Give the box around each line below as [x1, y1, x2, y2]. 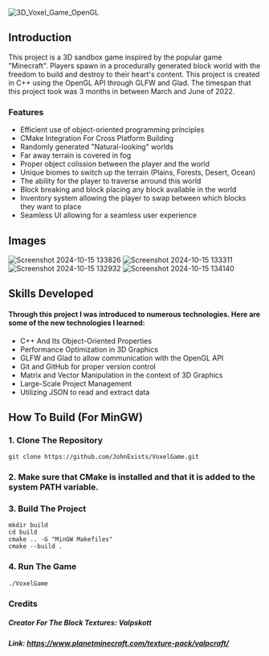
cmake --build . [8, 543, 63, 551]
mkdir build [8, 522, 48, 530]
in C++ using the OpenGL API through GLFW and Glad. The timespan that [8, 77, 251, 88]
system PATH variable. [8, 481, 99, 493]
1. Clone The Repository [8, 435, 103, 446]
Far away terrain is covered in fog [19, 151, 132, 160]
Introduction [8, 31, 72, 44]
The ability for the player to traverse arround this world [19, 176, 202, 186]
